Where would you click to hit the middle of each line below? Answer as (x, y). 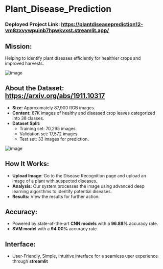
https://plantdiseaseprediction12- (102, 24)
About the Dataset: (35, 88)
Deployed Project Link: (33, 24)
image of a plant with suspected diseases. (55, 181)
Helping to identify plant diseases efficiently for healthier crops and (73, 58)
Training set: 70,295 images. (48, 128)
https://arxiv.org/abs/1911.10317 (55, 96)
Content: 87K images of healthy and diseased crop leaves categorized (84, 113)
